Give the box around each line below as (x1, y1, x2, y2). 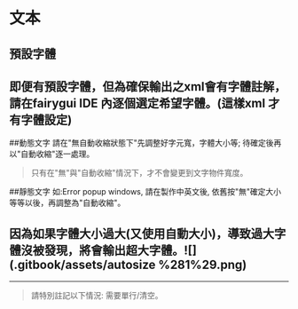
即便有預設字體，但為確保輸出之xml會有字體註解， (9, 79, 286, 94)
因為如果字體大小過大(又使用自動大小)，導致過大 (9, 226, 275, 241)
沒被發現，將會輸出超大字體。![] (20, 242, 197, 257)
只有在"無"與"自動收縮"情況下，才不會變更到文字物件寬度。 (30, 168, 248, 178)
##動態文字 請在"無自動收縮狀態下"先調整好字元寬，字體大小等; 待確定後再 (9, 138, 282, 148)
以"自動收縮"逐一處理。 (9, 148, 95, 160)
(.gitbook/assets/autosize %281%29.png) (9, 257, 247, 272)
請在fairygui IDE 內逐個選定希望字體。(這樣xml (9, 95, 266, 111)
